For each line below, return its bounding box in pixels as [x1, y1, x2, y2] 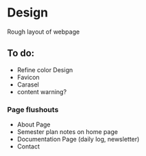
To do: [7, 47, 35, 59]
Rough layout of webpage [7, 27, 80, 36]
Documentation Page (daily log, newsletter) [16, 135, 140, 144]
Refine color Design [16, 65, 73, 74]
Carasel [16, 80, 39, 89]
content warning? [16, 87, 67, 96]
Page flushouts [7, 104, 59, 114]
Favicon [16, 73, 40, 81]
